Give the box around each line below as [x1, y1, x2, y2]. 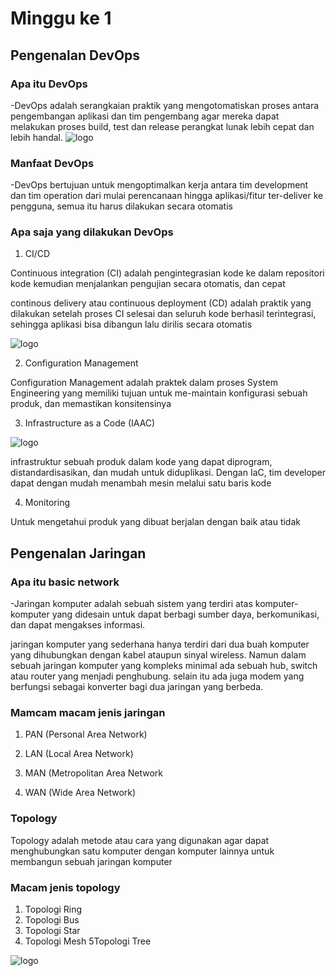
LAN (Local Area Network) [24, 748, 134, 760]
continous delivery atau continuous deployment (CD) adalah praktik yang [10, 297, 312, 309]
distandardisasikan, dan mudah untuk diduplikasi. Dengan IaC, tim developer [10, 467, 326, 479]
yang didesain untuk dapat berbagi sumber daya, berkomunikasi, [51, 608, 320, 621]
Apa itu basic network [10, 575, 120, 589]
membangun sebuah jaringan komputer [10, 855, 173, 867]
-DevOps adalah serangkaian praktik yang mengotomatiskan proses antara [10, 99, 320, 111]
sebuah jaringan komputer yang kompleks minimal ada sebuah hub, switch [10, 660, 318, 672]
